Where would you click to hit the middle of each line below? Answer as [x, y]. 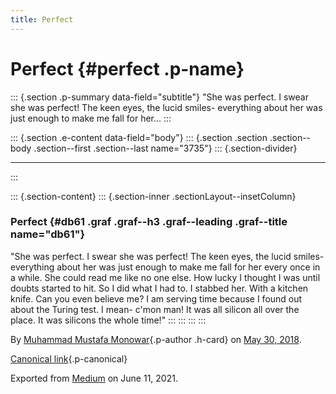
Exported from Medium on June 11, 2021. [94, 378]
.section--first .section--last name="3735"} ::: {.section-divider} [165, 148]
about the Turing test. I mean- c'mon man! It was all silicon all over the [155, 309]
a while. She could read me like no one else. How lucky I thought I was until [165, 277]
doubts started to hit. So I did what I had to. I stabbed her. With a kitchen [159, 288]
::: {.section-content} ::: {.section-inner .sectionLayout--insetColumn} [153, 196]
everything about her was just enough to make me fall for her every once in [165, 267]
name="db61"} [48, 234]
